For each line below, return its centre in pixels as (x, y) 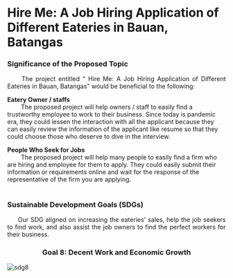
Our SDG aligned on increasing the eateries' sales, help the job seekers (122, 220)
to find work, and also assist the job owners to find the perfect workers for (116, 227)
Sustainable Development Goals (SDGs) (75, 205)
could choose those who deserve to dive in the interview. (89, 137)
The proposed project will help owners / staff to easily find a (106, 107)
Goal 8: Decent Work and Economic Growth (116, 252)
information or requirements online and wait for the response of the (103, 172)
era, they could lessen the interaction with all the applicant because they (111, 122)
